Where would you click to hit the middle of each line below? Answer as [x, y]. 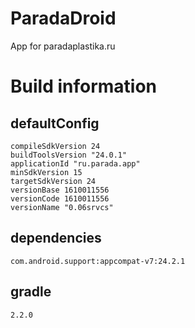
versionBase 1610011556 [60, 190]
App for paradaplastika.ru [63, 46]
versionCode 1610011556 [60, 198]
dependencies [56, 238]
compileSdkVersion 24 [55, 146]
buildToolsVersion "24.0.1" [69, 155]
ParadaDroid [63, 18]
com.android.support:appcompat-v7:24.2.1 [98, 261]
